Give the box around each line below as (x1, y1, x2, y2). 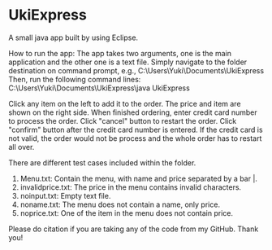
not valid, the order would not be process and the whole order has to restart (8, 133, 262, 143)
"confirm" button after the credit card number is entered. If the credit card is (8, 125, 263, 134)
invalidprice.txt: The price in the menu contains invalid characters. (19, 182, 242, 192)
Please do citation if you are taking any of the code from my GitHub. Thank (8, 224, 259, 234)
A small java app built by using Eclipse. (8, 33, 139, 42)
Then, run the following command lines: (8, 74, 141, 84)
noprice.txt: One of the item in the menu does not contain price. (19, 208, 234, 217)
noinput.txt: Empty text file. (19, 191, 111, 200)
